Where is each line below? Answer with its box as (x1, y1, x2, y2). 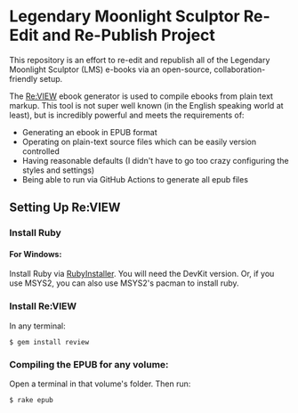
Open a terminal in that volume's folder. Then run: (9, 378, 191, 389)
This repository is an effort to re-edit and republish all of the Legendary (9, 54, 270, 65)
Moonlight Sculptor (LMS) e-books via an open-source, (9, 64, 213, 75)
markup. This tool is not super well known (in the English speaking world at (9, 100, 284, 110)
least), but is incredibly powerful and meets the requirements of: (9, 109, 245, 120)
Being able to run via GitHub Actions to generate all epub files (21, 174, 249, 184)
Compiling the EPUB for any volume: (9, 358, 169, 370)
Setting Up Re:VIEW (9, 200, 121, 215)
